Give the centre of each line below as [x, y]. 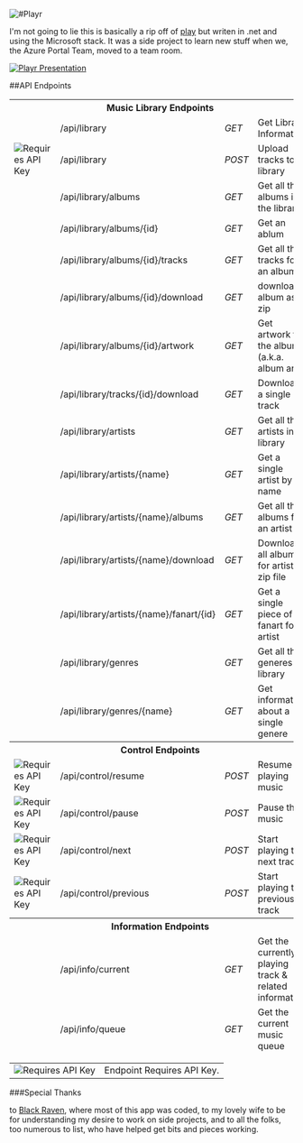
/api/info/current [95, 969]
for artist [276, 566]
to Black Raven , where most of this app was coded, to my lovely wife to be [147, 1110]
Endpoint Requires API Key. [162, 1070]
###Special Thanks [46, 1092]
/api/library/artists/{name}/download [137, 560]
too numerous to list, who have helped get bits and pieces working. [134, 1129]
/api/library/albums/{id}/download [132, 297]
